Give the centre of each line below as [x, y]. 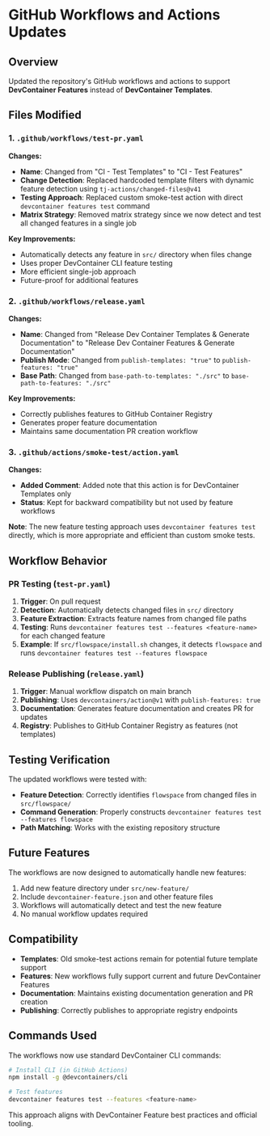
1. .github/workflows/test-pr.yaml [76, 138]
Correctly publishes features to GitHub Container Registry [116, 414]
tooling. [21, 1124]
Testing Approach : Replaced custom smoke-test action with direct [131, 197]
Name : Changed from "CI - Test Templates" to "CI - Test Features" [131, 171]
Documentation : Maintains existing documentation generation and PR [137, 993]
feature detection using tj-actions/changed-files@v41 [110, 188]
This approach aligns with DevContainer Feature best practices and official [133, 1115]
